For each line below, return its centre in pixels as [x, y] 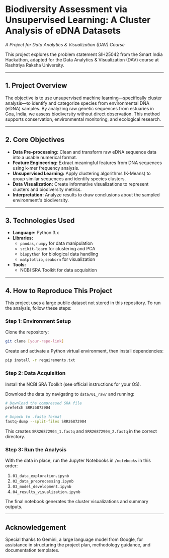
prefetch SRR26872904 [28, 408]
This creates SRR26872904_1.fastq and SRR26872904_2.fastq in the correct [81, 431]
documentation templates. [32, 550]
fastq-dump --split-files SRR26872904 [46, 422]
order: [12, 466]
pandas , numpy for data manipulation [56, 243]
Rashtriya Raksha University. [35, 65]
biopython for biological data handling [59, 254]
